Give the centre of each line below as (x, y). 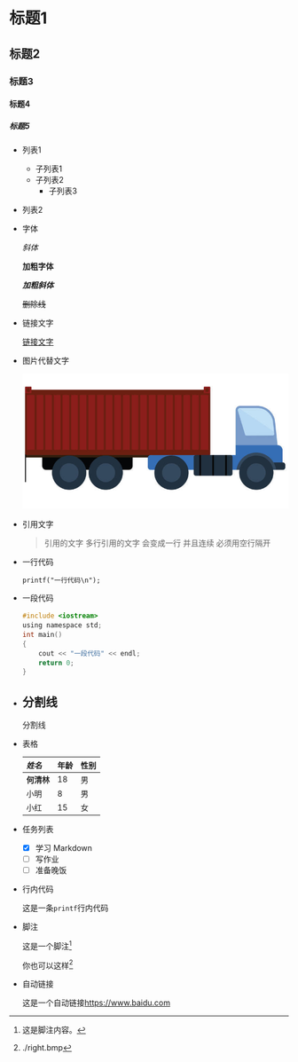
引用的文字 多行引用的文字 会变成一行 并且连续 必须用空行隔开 (157, 543)
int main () (42, 634)
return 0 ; (56, 663)
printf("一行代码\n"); (61, 581)
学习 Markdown (64, 847)
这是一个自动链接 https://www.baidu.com (96, 1003)
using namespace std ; (62, 625)
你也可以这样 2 (47, 964)
